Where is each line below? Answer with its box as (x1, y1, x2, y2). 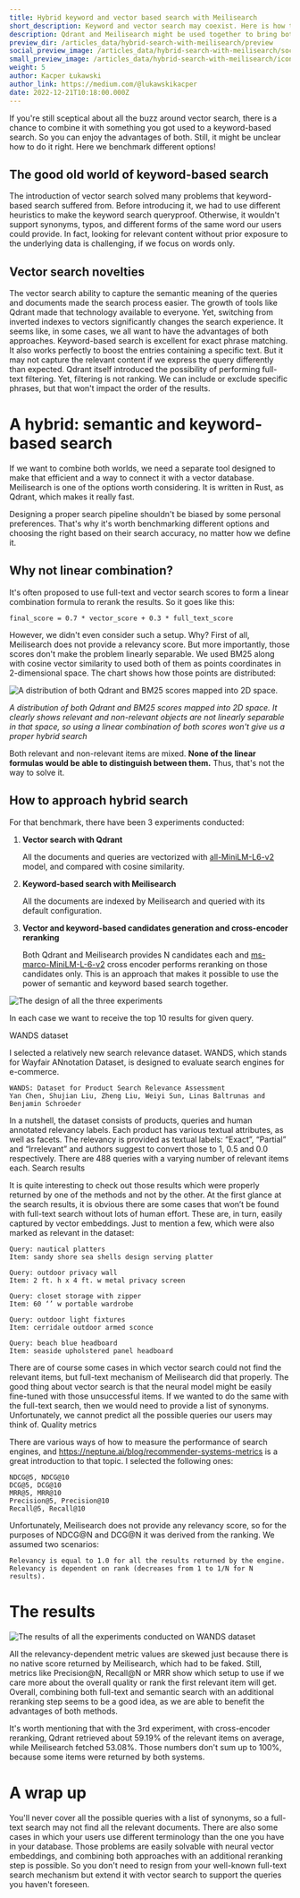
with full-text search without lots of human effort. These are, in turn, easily (9, 1208, 283, 1219)
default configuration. (21, 905, 103, 915)
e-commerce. (9, 1066, 60, 1077)
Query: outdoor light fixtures (9, 1315, 126, 1324)
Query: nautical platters (9, 1245, 105, 1254)
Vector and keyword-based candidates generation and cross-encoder (21, 923, 288, 933)
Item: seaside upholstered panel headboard (9, 1346, 174, 1356)
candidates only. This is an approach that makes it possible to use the (21, 968, 279, 979)
